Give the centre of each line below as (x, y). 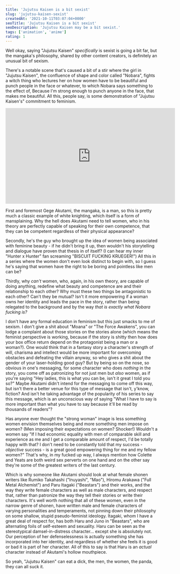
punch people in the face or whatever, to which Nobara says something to (79, 86)
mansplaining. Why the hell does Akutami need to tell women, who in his (77, 221)
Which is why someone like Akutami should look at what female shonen (77, 474)
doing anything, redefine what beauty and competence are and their (74, 286)
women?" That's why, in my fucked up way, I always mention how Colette (79, 454)
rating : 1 (15, 37)
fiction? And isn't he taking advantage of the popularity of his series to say (80, 394)
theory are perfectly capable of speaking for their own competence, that (78, 226)
